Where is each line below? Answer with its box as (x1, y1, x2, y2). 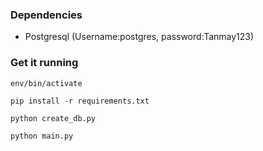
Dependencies (10, 8, 83, 22)
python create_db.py (10, 113, 97, 123)
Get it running (10, 56, 79, 70)
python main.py (10, 131, 74, 141)
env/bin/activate (10, 78, 83, 88)
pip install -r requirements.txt (10, 96, 150, 106)
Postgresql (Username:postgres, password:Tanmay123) (24, 31, 255, 43)
